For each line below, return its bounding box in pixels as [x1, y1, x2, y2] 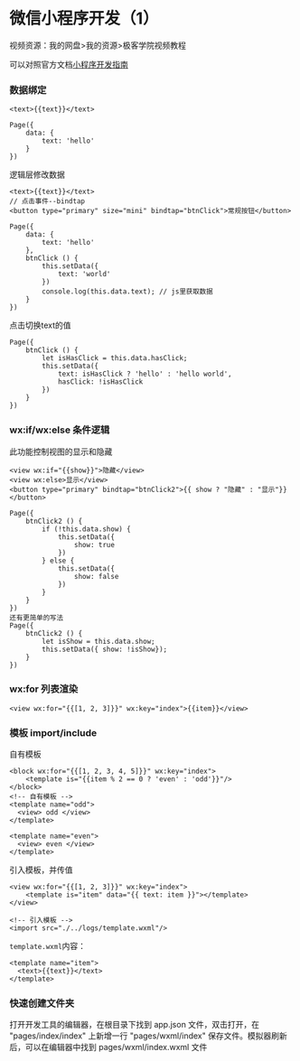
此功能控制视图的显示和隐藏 [9, 446, 113, 457]
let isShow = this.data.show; [42, 637, 155, 646]
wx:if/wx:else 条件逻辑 [9, 423, 110, 436]
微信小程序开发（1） [9, 8, 160, 29]
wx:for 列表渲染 [9, 683, 79, 695]
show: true [73, 540, 116, 549]
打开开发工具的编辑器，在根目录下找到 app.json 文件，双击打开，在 [9, 1019, 260, 1030]
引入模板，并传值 [9, 864, 73, 876]
